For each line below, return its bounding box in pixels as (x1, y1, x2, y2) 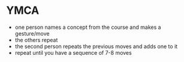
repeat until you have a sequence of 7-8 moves (14, 49, 132, 56)
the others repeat (14, 36, 58, 43)
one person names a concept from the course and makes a (14, 23, 161, 31)
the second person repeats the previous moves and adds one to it (14, 43, 178, 50)
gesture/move (14, 29, 50, 37)
